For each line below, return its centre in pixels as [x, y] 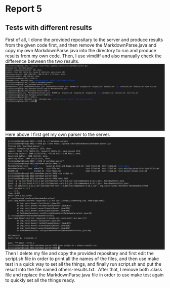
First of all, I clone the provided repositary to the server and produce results [84, 40]
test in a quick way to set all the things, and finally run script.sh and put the [83, 264]
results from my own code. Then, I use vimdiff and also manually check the [83, 56]
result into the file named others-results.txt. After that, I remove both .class [84, 269]
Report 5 [24, 9]
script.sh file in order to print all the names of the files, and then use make [82, 259]
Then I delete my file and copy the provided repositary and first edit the [80, 253]
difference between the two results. [42, 61]
